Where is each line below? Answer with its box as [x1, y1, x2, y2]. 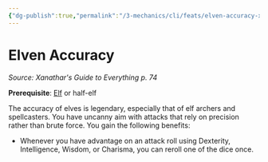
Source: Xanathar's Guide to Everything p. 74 [8, 73, 158, 82]
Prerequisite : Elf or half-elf [8, 88, 97, 97]
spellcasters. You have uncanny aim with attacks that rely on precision [8, 112, 239, 121]
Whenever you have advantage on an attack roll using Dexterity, [19, 136, 231, 145]
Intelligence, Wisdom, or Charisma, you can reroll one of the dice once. [19, 144, 254, 154]
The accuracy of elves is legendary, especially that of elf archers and [8, 103, 236, 113]
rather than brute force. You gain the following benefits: [8, 121, 191, 130]
